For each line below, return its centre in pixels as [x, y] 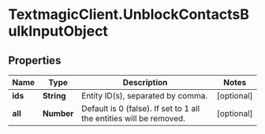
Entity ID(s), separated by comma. [144, 96]
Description [145, 82]
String [54, 96]
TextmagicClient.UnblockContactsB [129, 15]
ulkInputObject [58, 31]
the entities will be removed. [133, 118]
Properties [35, 60]
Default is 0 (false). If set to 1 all [141, 108]
